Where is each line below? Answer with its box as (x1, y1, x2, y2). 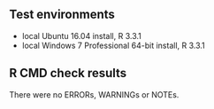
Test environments (9, 7, 115, 22)
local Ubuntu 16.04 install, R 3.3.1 (21, 30, 141, 41)
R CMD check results (9, 66, 127, 81)
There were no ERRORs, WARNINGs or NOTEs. (9, 89, 180, 100)
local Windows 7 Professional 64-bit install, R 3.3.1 (21, 40, 205, 51)
